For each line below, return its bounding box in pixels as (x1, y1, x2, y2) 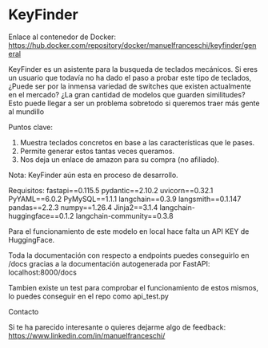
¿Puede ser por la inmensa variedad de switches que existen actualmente (8, 81, 251, 91)
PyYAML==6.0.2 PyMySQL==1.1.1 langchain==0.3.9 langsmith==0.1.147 (8, 194, 242, 204)
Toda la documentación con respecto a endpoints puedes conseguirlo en (8, 250, 250, 260)
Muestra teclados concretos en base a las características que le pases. (19, 137, 255, 147)
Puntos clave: (8, 122, 54, 132)
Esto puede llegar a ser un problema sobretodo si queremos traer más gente (8, 98, 260, 108)
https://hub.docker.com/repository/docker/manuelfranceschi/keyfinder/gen (8, 40, 257, 49)
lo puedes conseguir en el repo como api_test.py (8, 291, 170, 301)
